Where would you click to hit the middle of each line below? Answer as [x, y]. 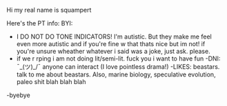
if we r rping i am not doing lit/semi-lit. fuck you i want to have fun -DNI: [118, 59]
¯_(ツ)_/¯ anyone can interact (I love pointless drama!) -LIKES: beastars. [118, 67]
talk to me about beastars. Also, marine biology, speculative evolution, [116, 74]
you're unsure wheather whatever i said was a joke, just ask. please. [113, 51]
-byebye [18, 95]
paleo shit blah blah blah [51, 82]
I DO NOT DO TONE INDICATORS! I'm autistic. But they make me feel [114, 36]
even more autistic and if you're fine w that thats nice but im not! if [111, 44]
